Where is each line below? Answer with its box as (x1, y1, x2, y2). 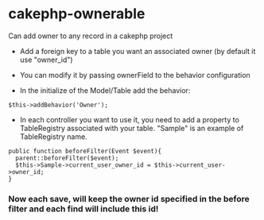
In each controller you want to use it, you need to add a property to (19, 114, 240, 124)
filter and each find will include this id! (8, 203, 159, 214)
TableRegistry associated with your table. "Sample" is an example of (19, 123, 244, 133)
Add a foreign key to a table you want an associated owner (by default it (19, 46, 256, 56)
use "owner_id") (19, 55, 73, 64)
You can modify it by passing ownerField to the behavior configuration (19, 70, 250, 79)
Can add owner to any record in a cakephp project (8, 31, 173, 41)
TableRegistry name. (19, 132, 87, 141)
